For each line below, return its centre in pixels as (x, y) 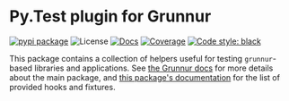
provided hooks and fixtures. (62, 87)
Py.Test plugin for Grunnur (110, 17)
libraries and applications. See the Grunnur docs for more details (154, 68)
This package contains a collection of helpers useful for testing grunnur (141, 58)
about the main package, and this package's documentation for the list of (145, 77)
